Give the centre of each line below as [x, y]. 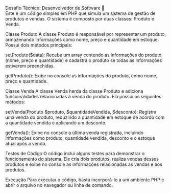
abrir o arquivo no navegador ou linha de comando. [59, 185]
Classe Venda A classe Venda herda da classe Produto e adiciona [74, 91]
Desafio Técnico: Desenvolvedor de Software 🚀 [55, 8]
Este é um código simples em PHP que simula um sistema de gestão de [80, 13]
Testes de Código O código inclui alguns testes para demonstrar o [75, 153]
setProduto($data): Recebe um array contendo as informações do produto [83, 55]
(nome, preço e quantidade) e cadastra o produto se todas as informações [84, 60]
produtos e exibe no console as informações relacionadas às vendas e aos [84, 164]
